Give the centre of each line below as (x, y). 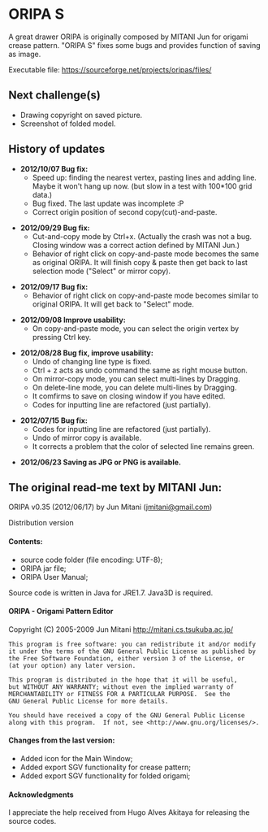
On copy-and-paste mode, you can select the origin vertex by (136, 328)
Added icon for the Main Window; (76, 758)
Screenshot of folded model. (68, 124)
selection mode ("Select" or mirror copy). (102, 271)
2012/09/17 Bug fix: (54, 286)
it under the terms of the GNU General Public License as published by (132, 651)
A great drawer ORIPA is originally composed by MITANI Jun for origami (128, 37)
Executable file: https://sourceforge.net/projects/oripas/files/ (110, 69)
